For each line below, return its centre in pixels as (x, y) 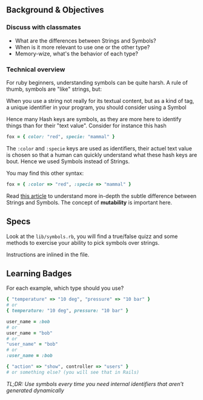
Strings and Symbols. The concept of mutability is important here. (89, 202)
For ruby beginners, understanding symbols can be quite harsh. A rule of (97, 82)
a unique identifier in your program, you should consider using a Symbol (96, 107)
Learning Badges (39, 273)
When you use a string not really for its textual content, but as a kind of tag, (100, 100)
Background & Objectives (55, 10)
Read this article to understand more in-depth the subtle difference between (101, 196)
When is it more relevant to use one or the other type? (82, 47)
